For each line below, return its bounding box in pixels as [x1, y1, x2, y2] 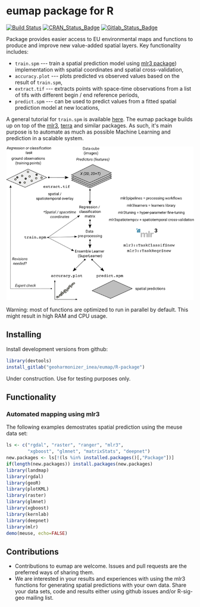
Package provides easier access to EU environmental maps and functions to [6, 35, 193, 42]
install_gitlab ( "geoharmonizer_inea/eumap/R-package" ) [6, 364, 145, 370]
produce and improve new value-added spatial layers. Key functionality [6, 42, 181, 49]
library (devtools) [6, 358, 52, 364]
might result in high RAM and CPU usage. [6, 312, 108, 320]
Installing [6, 330, 42, 340]
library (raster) [6, 493, 46, 498]
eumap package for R [6, 4, 114, 18]
